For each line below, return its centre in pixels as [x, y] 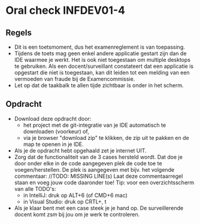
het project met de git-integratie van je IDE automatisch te [94, 125]
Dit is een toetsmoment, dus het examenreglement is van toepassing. [99, 47]
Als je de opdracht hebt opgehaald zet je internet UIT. [81, 150]
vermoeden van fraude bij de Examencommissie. [75, 79]
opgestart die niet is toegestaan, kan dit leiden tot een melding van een [102, 72]
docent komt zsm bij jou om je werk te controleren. [77, 214]
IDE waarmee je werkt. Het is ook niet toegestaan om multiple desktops [102, 60]
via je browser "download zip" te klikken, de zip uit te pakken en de [106, 138]
